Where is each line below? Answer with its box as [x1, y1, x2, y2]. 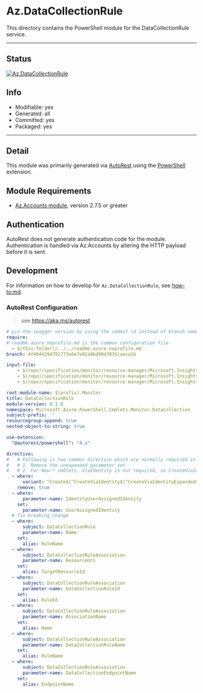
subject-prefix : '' [6, 412, 56, 418]
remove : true [17, 485, 50, 491]
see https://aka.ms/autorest [21, 317, 91, 324]
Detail [6, 146, 29, 156]
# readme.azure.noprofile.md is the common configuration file [6, 340, 169, 346]
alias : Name [22, 625, 53, 631]
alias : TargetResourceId [22, 569, 85, 575]
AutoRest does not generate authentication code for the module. [6, 236, 167, 242]
